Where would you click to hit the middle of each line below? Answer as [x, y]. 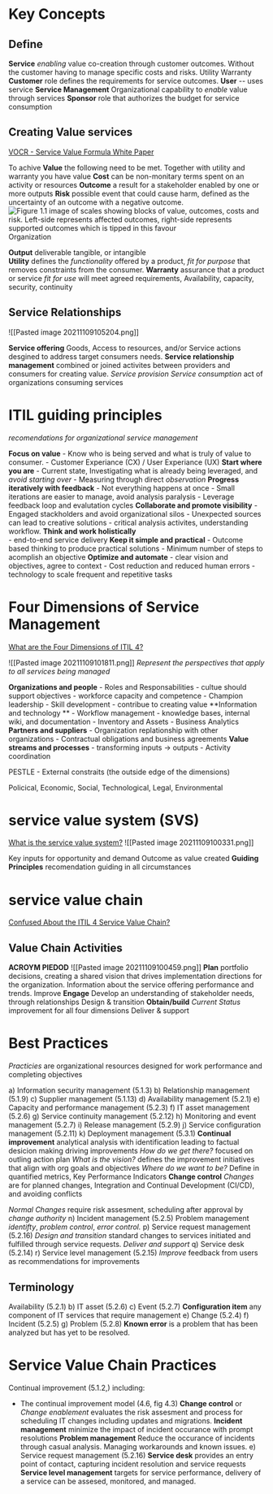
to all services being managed [59, 671]
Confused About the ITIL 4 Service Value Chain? [89, 922]
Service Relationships [65, 312]
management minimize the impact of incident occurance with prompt [136, 1429]
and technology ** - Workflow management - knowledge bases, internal [129, 712]
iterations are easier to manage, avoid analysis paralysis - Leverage [121, 496]
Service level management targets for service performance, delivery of [141, 1472]
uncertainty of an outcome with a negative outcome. [96, 202]
